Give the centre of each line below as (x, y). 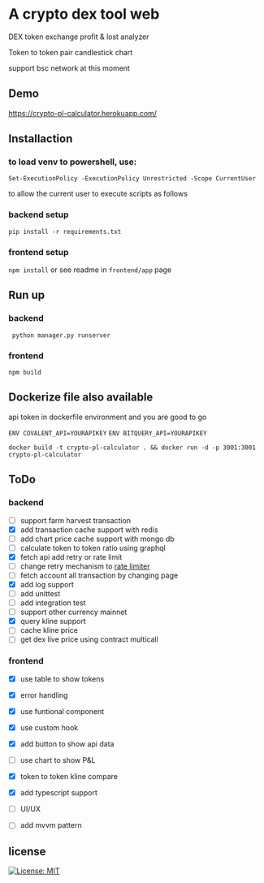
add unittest (40, 594)
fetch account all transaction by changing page (99, 575)
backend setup (39, 214)
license (27, 851)
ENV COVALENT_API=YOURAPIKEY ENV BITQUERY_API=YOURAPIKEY (108, 433)
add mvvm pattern (51, 825)
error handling (44, 695)
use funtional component (62, 711)
